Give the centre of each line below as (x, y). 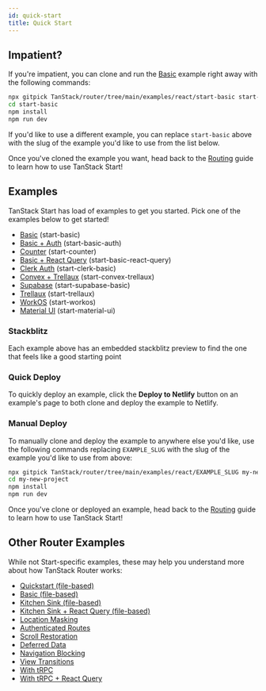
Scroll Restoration (48, 636)
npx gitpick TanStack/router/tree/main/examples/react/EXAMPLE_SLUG (123, 472)
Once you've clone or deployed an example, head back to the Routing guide (132, 509)
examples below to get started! (59, 219)
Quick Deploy (35, 377)
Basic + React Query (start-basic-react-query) (95, 259)
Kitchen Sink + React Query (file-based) (85, 611)
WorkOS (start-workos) (58, 301)
